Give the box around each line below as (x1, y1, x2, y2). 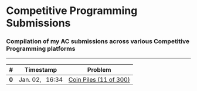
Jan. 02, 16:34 (18, 76, 63, 84)
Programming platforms (6, 45, 76, 53)
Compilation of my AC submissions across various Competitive (6, 37, 189, 45)
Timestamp (24, 66, 57, 74)
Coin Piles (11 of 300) (68, 76, 130, 84)
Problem (87, 66, 111, 74)
